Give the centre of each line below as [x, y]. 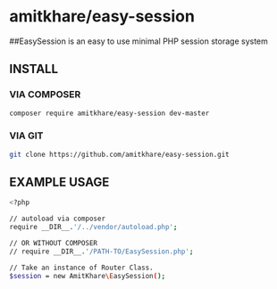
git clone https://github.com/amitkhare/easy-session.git [119, 154]
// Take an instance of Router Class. [81, 268]
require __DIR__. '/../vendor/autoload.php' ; [93, 227]
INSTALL [34, 69]
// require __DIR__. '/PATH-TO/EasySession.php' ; [101, 252]
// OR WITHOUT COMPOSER [54, 244]
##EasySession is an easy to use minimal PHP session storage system [138, 41]
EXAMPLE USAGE [59, 182]
